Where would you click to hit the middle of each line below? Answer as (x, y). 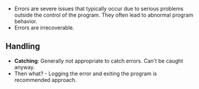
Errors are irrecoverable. (44, 27)
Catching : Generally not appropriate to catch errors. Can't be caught (99, 61)
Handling (23, 46)
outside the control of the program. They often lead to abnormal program (104, 15)
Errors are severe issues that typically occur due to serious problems (99, 9)
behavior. (26, 21)
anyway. (24, 67)
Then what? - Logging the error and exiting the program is (85, 73)
